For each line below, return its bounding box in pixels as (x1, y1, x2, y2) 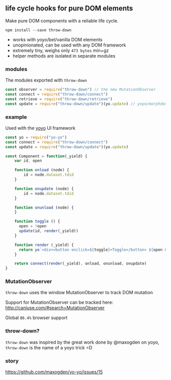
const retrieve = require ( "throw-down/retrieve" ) (5, 97, 113, 102)
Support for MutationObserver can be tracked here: (5, 299, 113, 305)
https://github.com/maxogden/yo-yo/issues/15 (5, 369, 103, 375)
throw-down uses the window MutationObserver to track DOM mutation (5, 290, 153, 296)
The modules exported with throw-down (5, 77, 88, 83)
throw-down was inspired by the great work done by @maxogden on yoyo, (5, 339, 159, 345)
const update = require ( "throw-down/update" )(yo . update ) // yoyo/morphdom (5, 101, 167, 106)
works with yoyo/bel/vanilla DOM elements (12, 36, 103, 42)
